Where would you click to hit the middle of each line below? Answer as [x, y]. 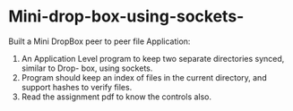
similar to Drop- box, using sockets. [87, 68]
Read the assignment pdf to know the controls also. [116, 97]
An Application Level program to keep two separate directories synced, [153, 58]
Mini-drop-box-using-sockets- [126, 17]
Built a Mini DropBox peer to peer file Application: [99, 41]
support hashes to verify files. [77, 87]
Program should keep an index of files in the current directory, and [144, 77]
